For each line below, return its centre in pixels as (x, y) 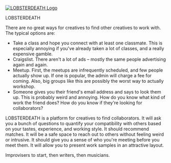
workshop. (24, 86)
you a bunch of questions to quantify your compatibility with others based (83, 123)
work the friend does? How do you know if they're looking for (77, 103)
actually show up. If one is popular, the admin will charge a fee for (82, 76)
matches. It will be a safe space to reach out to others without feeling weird (85, 134)
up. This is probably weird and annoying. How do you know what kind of (89, 97)
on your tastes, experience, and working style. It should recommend (77, 129)
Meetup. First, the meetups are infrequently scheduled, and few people (88, 70)
